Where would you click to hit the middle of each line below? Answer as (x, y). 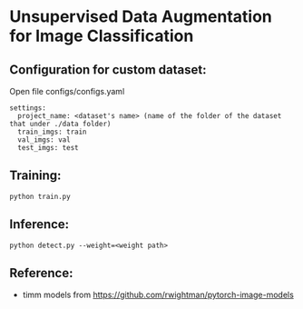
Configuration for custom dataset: (108, 70)
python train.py (40, 196)
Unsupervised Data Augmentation (141, 17)
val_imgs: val (44, 140)
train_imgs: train (53, 132)
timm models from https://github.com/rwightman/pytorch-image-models (158, 295)
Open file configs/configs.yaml (67, 91)
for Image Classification (102, 36)
